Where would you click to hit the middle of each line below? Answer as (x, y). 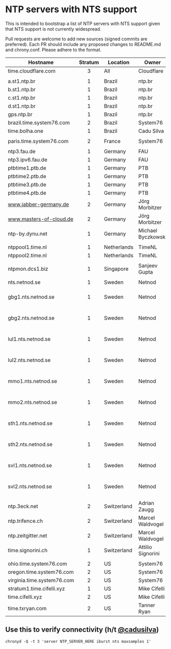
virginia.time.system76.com (41, 580)
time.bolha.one (26, 131)
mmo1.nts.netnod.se (33, 381)
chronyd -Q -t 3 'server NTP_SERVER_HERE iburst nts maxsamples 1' (78, 641)
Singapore (116, 269)
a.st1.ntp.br (22, 81)
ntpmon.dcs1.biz (28, 269)
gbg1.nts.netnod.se (31, 297)
